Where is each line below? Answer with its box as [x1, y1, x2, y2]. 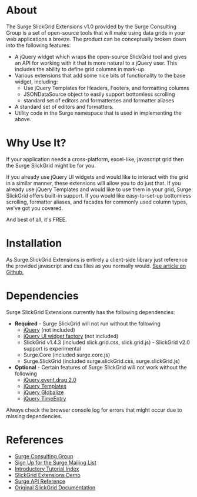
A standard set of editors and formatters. [14, 103, 113, 110]
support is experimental [23, 345, 81, 352]
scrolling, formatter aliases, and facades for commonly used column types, [6, 198, 188, 205]
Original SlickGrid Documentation [14, 483, 96, 491]
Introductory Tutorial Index [14, 465, 79, 472]
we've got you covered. [6, 204, 64, 212]
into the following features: [6, 42, 71, 49]
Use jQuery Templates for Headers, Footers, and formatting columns [23, 84, 190, 91]
